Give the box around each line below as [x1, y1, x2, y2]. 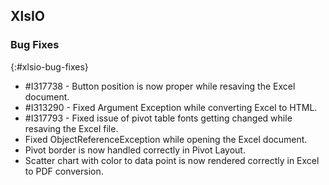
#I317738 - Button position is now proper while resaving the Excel [24, 80, 296, 92]
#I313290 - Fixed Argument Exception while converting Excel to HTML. [24, 101, 318, 113]
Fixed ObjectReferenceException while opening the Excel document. [24, 133, 308, 145]
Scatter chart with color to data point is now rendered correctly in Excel [24, 154, 320, 166]
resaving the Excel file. [24, 122, 119, 134]
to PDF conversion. [24, 165, 104, 177]
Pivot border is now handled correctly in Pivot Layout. [24, 144, 246, 156]
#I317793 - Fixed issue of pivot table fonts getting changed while [24, 112, 293, 124]
